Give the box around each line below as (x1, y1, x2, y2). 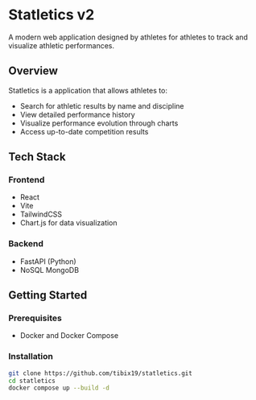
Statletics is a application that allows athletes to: (8, 85, 167, 95)
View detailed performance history (19, 109, 135, 119)
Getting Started (8, 288, 88, 303)
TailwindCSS (19, 209, 63, 219)
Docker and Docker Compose (19, 331, 119, 340)
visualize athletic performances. (8, 40, 115, 50)
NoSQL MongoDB (19, 265, 79, 274)
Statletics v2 (8, 6, 95, 24)
